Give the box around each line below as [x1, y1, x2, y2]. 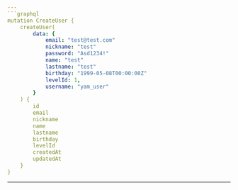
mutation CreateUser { [7, 17, 74, 24]
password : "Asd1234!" [45, 50, 110, 57]
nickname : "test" [45, 43, 97, 50]
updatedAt [33, 155, 62, 163]
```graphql [7, 10, 40, 18]
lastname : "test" [45, 63, 97, 70]
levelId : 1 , [45, 76, 81, 84]
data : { [33, 30, 55, 38]
